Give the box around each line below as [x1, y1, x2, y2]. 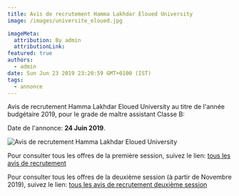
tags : [7, 76, 24, 83]
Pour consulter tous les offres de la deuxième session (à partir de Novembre [7, 172, 232, 182]
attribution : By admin [14, 36, 81, 43]
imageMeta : [7, 30, 40, 37]
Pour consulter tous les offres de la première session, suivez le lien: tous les [7, 151, 230, 160]
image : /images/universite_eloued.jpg [7, 17, 123, 24]
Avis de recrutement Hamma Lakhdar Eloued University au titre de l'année [7, 103, 225, 111]
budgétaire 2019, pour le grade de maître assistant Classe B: [7, 110, 185, 118]
